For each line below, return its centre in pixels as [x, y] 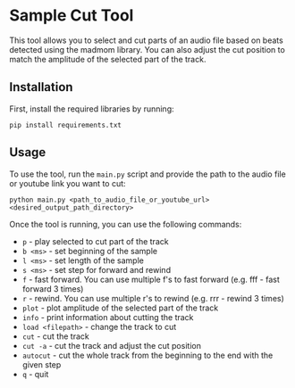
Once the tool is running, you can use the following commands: [126, 224]
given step [42, 364]
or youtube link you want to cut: [68, 183]
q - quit [35, 374]
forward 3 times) [53, 289]
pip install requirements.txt [66, 125]
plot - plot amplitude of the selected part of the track [120, 308]
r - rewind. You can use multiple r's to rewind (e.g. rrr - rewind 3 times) [153, 298]
